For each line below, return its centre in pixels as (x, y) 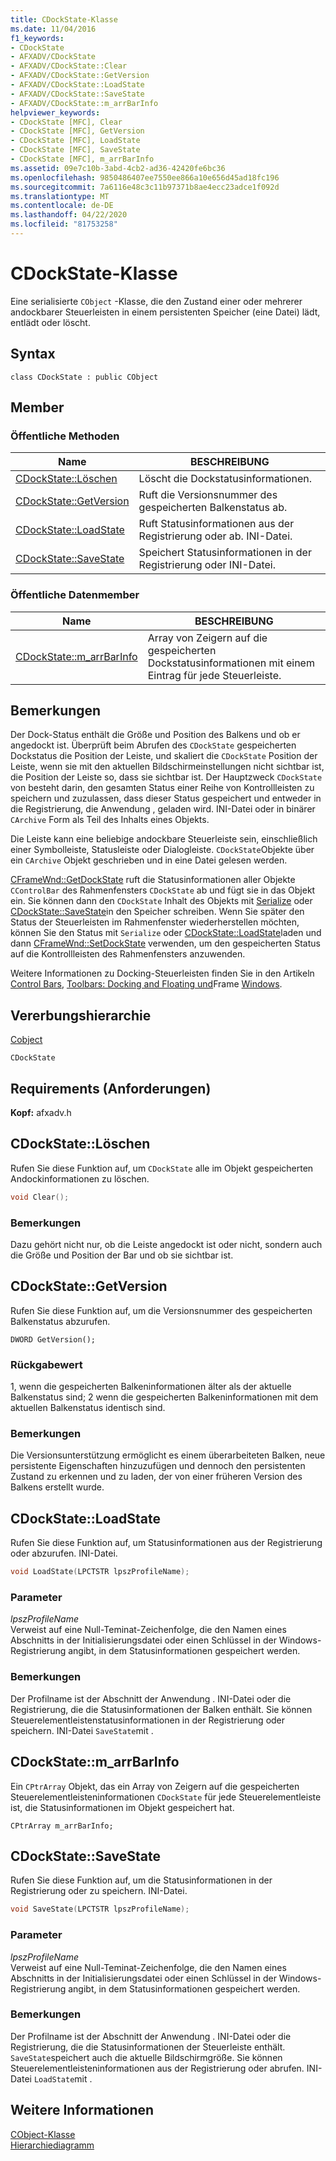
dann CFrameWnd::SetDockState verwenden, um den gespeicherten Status (165, 943)
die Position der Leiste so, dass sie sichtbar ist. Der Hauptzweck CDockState (166, 777)
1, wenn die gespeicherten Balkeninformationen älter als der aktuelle (151, 1387)
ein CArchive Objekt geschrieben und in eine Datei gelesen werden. (149, 860)
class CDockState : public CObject (84, 377)
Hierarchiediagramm (52, 2145)
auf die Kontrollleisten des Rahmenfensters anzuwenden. (128, 954)
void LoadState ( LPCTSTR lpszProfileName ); (100, 1572)
